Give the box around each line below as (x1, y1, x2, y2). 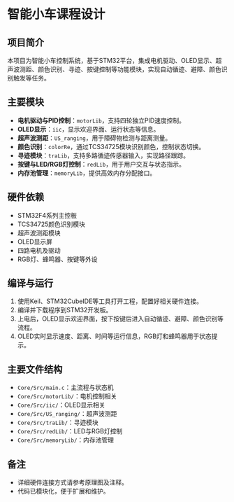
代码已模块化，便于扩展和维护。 (17, 487, 110, 496)
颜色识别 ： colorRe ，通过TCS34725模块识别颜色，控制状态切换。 (17, 142, 205, 151)
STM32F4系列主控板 (17, 211, 77, 219)
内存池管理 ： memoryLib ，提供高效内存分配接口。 (17, 169, 156, 177)
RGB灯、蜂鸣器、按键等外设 (17, 255, 98, 263)
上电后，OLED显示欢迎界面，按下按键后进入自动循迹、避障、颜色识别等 (17, 314, 224, 323)
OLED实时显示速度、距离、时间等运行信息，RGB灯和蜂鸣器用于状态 (17, 332, 212, 340)
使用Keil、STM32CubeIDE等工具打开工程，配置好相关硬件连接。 (17, 297, 203, 305)
